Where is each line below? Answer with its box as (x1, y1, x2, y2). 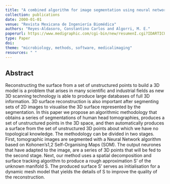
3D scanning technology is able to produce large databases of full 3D (5, 93, 150, 99)
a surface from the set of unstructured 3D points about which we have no (5, 126, 158, 132)
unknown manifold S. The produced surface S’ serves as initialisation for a (5, 163, 160, 169)
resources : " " (5, 50, 37, 55)
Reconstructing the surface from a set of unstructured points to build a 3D (5, 82, 160, 88)
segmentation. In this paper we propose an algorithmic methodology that (5, 109, 157, 115)
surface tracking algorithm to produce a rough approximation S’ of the (5, 158, 151, 164)
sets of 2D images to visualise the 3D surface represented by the (5, 104, 141, 110)
